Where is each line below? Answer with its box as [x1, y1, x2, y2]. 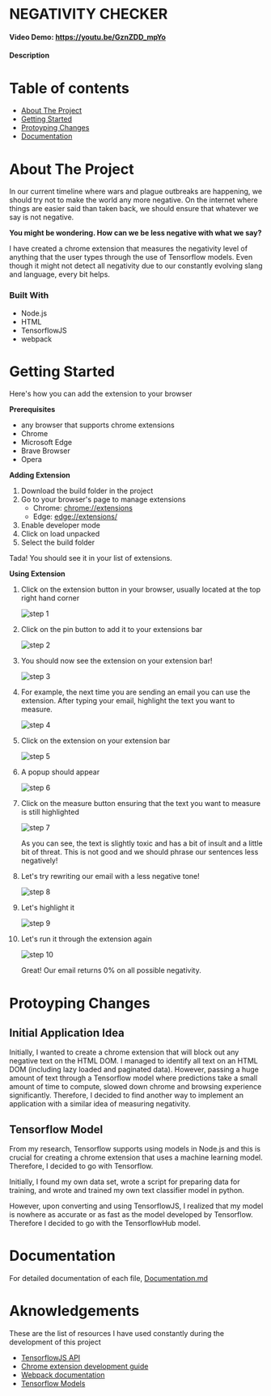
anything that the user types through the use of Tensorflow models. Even [9, 252, 253, 262]
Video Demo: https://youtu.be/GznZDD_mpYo [9, 32, 167, 41]
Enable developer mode [20, 520, 100, 530]
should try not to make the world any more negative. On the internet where [9, 195, 258, 205]
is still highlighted [20, 807, 79, 817]
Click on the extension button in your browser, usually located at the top [20, 584, 261, 595]
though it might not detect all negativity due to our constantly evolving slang [9, 261, 263, 271]
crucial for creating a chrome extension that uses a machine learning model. [9, 1152, 264, 1162]
